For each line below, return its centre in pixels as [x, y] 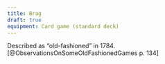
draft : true [24, 20]
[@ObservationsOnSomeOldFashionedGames [72, 53]
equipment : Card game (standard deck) [63, 26]
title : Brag [24, 13]
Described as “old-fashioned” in [53, 46]
